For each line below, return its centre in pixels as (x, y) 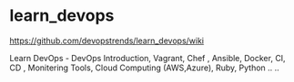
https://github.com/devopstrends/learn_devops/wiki (107, 41)
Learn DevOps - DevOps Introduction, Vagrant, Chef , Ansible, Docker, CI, (147, 58)
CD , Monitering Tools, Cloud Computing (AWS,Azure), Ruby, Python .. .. (144, 68)
